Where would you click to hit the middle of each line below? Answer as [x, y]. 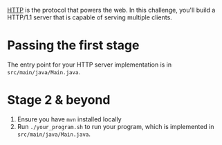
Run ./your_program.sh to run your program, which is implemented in [115, 126]
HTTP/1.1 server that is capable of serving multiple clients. [90, 17]
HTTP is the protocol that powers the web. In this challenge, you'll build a [111, 10]
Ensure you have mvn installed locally [70, 119]
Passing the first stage [73, 45]
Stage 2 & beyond [59, 100]
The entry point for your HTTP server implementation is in [90, 65]
